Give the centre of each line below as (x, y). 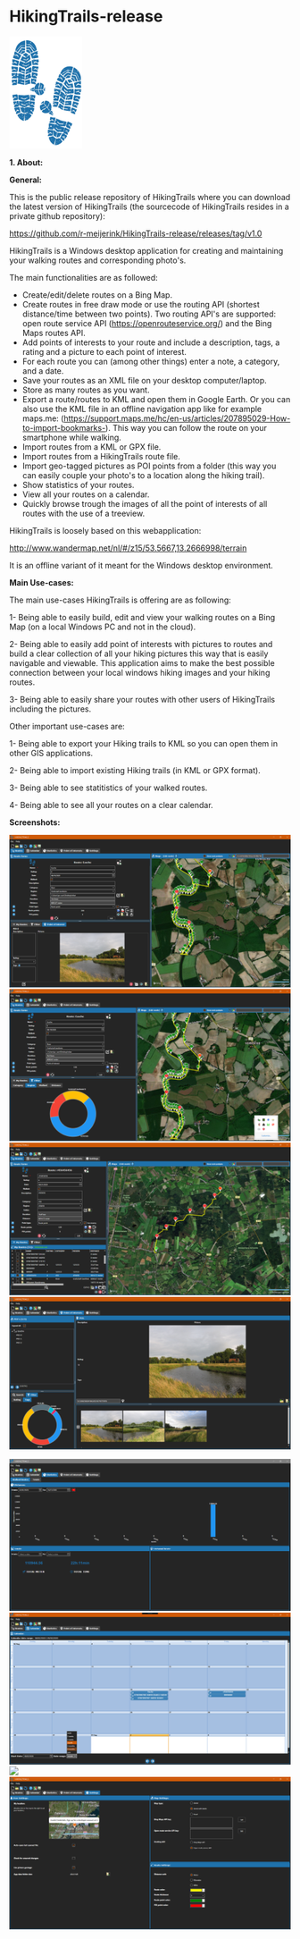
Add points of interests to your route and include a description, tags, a (151, 342)
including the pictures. (50, 709)
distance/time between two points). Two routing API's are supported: (149, 314)
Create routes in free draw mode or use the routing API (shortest (141, 304)
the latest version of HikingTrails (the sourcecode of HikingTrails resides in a (150, 207)
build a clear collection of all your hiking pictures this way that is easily (139, 653)
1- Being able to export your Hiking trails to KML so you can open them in (144, 743)
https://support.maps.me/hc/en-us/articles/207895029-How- (177, 418)
